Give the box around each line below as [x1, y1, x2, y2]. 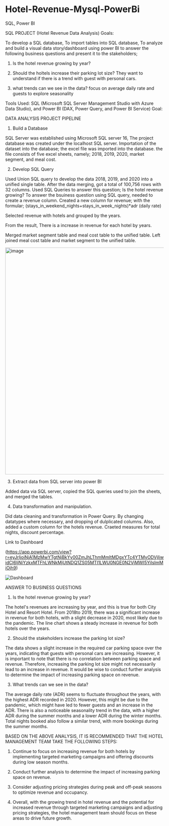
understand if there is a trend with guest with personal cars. [12, 75, 137, 81]
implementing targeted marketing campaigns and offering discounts [12, 753, 154, 759]
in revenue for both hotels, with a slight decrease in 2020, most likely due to [5, 614, 162, 621]
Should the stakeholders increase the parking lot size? [12, 635, 125, 641]
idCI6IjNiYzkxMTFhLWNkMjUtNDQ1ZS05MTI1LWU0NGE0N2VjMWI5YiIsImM [5, 559, 163, 565]
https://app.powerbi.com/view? [7, 549, 72, 555]
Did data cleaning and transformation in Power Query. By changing [5, 513, 144, 519]
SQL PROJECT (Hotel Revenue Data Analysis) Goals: [5, 30, 114, 36]
